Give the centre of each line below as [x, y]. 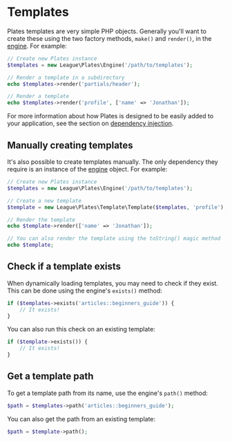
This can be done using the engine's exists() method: [85, 291]
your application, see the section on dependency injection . [90, 123]
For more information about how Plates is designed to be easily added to [110, 116]
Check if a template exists [64, 267]
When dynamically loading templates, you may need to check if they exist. [113, 283]
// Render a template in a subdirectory [66, 77]
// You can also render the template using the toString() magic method [114, 239]
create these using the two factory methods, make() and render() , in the [109, 38]
